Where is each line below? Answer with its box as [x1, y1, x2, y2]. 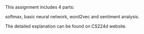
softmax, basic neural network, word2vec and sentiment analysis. [5, 14, 140, 19]
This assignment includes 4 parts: [5, 4, 74, 10]
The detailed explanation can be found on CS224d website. [5, 23, 127, 29]
